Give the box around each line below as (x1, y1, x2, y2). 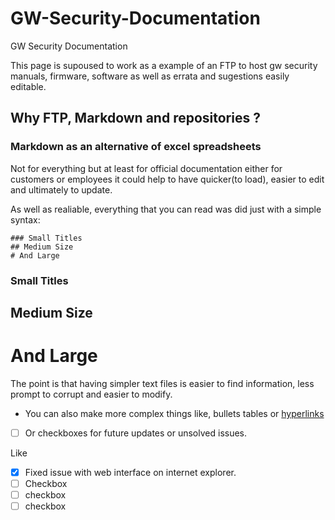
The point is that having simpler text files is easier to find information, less (10, 377, 315, 389)
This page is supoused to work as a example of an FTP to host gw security (10, 59, 318, 71)
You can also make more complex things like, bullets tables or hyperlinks (24, 407, 325, 419)
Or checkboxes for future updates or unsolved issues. (24, 427, 248, 439)
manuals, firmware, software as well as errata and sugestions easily (10, 70, 290, 82)
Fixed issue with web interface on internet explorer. (24, 466, 237, 478)
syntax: (10, 213, 41, 226)
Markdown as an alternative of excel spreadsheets (10, 140, 262, 154)
